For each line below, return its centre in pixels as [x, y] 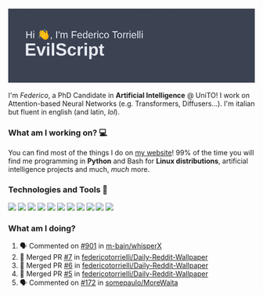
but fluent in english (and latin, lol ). [64, 112]
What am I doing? [42, 228]
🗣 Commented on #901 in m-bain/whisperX [90, 246]
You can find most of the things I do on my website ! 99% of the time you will [131, 153]
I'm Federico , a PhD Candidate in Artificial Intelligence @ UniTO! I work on [129, 96]
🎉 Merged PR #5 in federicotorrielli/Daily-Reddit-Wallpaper [114, 274]
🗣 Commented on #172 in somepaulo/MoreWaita [99, 282]
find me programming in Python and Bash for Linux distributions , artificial [128, 161]
